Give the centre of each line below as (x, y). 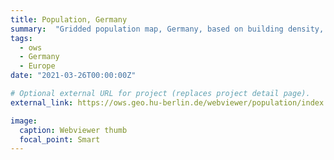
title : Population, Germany (69, 19)
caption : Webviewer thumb (73, 130)
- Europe (37, 66)
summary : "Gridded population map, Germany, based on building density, (167, 29)
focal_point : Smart (60, 139)
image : (24, 121)
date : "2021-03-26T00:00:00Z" (73, 76)
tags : (21, 38)
